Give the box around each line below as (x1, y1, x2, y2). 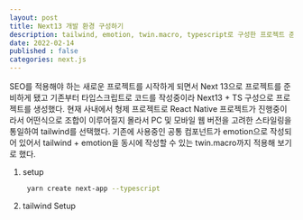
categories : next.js (9, 55, 87, 64)
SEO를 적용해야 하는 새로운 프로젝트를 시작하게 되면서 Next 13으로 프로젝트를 (9, 81, 282, 91)
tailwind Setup (22, 200, 77, 211)
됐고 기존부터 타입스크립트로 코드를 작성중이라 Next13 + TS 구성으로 (32, 92, 274, 103)
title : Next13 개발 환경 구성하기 (9, 22, 124, 31)
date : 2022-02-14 (9, 38, 75, 48)
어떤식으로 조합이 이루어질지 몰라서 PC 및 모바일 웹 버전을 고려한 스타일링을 (25, 115, 292, 125)
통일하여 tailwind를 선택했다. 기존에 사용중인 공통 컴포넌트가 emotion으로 (9, 126, 269, 136)
